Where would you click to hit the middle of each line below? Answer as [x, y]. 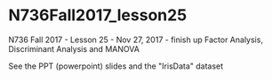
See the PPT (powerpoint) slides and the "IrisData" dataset [116, 66]
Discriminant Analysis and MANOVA [74, 48]
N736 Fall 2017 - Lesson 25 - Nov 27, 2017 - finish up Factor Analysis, [136, 40]
